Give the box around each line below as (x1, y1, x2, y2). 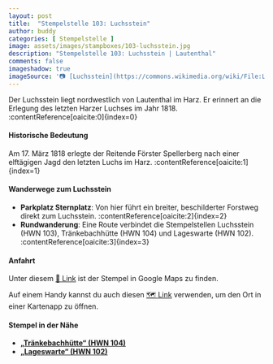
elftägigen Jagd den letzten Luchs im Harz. (8, 157, 153, 167)
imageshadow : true (8, 65, 71, 73)
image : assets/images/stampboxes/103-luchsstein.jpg (8, 42, 191, 50)
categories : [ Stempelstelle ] (8, 34, 115, 43)
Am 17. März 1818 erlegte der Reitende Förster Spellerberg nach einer (8, 148, 240, 158)
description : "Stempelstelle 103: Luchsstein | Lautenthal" (8, 50, 217, 58)
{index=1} (8, 166, 41, 175)
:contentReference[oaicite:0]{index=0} (8, 111, 138, 122)
